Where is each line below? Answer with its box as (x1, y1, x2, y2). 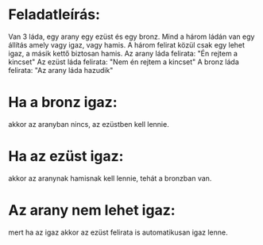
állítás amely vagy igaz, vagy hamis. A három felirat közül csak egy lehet (8, 40, 245, 49)
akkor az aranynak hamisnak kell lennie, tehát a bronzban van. (8, 173, 212, 183)
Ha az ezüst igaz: (8, 147, 124, 166)
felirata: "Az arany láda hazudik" (8, 65, 114, 75)
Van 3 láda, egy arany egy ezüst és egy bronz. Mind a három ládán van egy (8, 32, 255, 41)
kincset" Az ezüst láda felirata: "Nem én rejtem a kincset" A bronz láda (8, 57, 240, 67)
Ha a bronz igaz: (8, 94, 118, 112)
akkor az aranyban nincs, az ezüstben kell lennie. (8, 119, 169, 128)
